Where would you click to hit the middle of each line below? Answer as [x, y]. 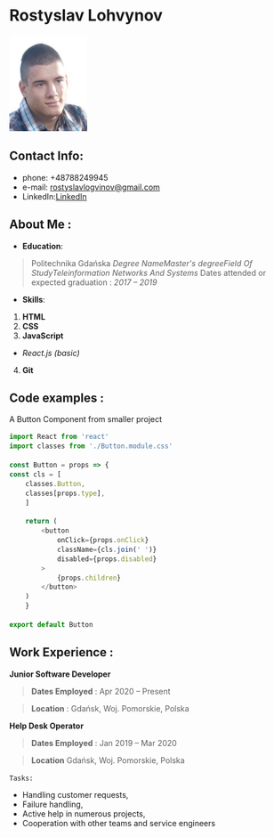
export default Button [51, 624]
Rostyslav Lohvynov [86, 16]
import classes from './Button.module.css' [91, 446]
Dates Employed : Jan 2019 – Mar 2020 [104, 743]
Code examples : [56, 398]
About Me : [40, 225]
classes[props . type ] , [65, 493]
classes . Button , [56, 484]
